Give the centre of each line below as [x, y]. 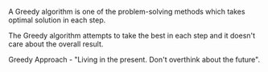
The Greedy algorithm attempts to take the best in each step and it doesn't [132, 36]
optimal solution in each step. [57, 20]
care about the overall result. [56, 44]
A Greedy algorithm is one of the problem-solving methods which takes [127, 12]
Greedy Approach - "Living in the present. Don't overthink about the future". [134, 60]
